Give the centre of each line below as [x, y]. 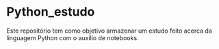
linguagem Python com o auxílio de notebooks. [73, 37]
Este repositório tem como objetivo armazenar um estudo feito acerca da [109, 31]
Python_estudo [51, 12]
